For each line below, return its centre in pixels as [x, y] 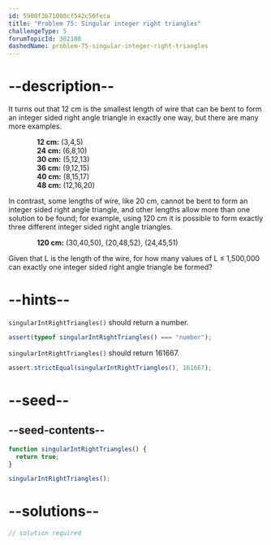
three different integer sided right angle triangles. [90, 227]
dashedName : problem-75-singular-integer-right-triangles [108, 46]
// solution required [45, 534]
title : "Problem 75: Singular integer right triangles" [105, 24]
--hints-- [39, 300]
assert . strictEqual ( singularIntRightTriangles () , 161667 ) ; [110, 368]
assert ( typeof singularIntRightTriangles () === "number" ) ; [110, 338]
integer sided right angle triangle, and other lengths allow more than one [129, 210]
